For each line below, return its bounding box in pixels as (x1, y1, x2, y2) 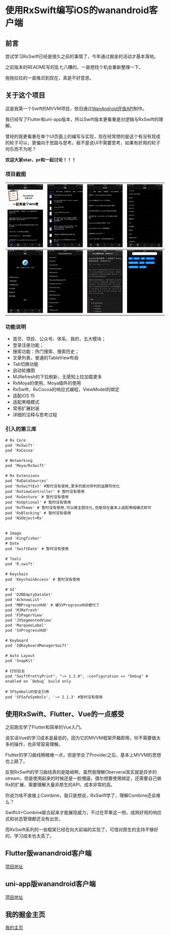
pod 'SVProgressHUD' (5, 628, 49, 633)
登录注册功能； (12, 342, 44, 348)
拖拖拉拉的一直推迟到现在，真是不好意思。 (5, 75, 94, 81)
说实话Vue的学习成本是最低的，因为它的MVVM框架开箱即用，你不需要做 (5, 735, 156, 741)
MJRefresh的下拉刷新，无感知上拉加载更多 (12, 373, 102, 379)
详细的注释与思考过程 (12, 411, 57, 417)
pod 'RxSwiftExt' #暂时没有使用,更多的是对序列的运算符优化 (5, 484, 120, 489)
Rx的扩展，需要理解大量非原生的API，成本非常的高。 (5, 781, 115, 787)
